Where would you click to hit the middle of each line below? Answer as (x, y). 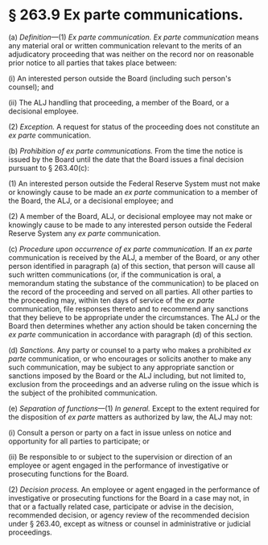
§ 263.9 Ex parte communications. (126, 15)
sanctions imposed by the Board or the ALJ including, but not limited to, (127, 375)
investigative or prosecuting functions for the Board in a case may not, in (129, 498)
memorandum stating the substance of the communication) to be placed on (134, 283)
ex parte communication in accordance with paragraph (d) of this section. (131, 334)
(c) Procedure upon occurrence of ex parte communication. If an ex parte (130, 249)
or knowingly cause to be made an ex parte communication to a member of (133, 192)
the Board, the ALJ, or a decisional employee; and (91, 200)
